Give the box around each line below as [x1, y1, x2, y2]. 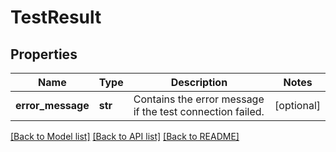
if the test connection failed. [133, 105, 265, 118]
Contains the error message [133, 92, 265, 106]
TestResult [10, 6, 102, 29]
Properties [10, 46, 78, 63]
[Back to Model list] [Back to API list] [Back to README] [10, 131, 240, 142]
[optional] [274, 99, 321, 112]
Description [170, 76, 228, 89]
